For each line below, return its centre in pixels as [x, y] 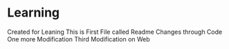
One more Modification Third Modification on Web [79, 39]
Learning [34, 13]
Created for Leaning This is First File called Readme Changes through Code [115, 32]
